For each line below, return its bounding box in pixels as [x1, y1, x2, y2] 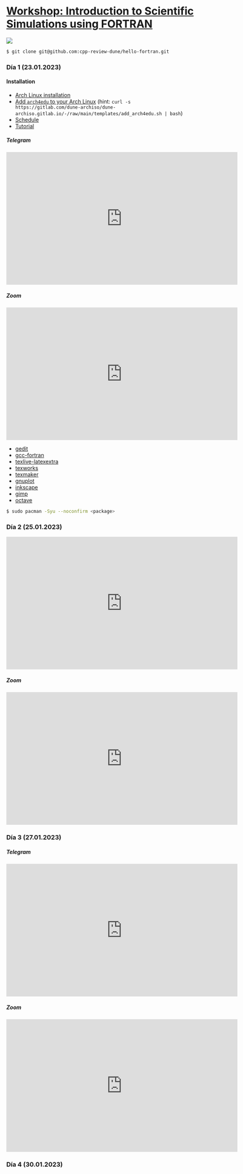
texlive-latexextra [15, 458, 59, 465]
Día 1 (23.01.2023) [6, 62, 62, 71]
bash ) [169, 109, 183, 116]
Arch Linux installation [15, 91, 71, 98]
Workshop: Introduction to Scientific [6, 4, 194, 18]
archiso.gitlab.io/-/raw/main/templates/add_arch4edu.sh [15, 110, 162, 116]
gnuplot [15, 477, 35, 485]
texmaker [15, 471, 39, 478]
